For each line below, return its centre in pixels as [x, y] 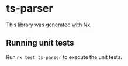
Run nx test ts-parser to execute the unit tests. [64, 57]
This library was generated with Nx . [49, 25]
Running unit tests [40, 43]
